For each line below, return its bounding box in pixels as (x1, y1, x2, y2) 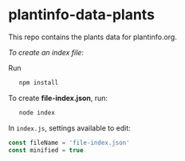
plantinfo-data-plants (8, 6, 155, 24)
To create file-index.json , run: (8, 93, 108, 103)
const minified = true (8, 146, 84, 154)
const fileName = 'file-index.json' (8, 139, 130, 147)
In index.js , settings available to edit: (8, 123, 132, 133)
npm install (18, 78, 59, 87)
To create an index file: (8, 47, 84, 57)
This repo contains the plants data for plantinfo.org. (8, 32, 177, 42)
